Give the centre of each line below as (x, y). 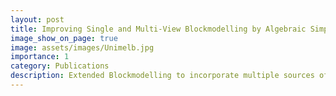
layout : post (37, 19)
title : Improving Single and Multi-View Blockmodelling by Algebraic (158, 29)
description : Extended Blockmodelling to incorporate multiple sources (162, 76)
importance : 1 (40, 57)
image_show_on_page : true (64, 38)
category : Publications (60, 66)
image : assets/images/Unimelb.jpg (82, 47)
